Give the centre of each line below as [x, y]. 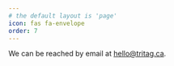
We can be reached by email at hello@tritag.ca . [87, 54]
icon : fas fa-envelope [47, 23]
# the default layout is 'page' [63, 16]
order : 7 [23, 31]
